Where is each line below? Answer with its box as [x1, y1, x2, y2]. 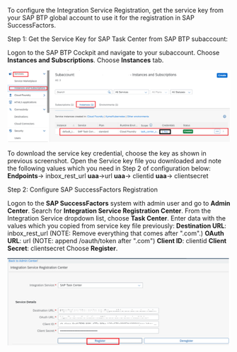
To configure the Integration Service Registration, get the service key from [7, 6, 224, 14]
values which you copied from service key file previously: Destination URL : [7, 221, 226, 230]
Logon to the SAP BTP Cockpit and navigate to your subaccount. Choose [7, 49, 220, 57]
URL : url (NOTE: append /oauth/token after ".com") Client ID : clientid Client [7, 236, 227, 245]
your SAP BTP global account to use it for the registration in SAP [7, 13, 195, 22]
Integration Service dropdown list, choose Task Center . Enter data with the [7, 213, 226, 222]
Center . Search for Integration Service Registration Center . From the [7, 206, 211, 215]
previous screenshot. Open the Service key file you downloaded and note [7, 156, 221, 165]
